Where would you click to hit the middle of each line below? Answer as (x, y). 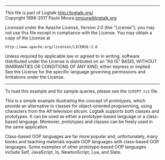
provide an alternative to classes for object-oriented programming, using (79, 106)
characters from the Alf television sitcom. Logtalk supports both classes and (82, 111)
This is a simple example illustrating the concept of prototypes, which (75, 101)
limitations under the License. (35, 77)
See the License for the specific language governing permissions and (75, 72)
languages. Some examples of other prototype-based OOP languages (76, 147)
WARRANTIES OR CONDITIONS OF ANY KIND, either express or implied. (78, 66)
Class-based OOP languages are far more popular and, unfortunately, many (82, 136)
